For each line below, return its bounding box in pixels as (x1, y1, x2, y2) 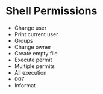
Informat (14, 81, 36, 89)
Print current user (14, 30, 58, 37)
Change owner (14, 43, 52, 51)
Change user (14, 24, 47, 31)
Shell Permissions (5, 4, 98, 18)
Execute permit (14, 56, 52, 63)
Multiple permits (14, 62, 55, 70)
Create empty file (14, 49, 58, 57)
